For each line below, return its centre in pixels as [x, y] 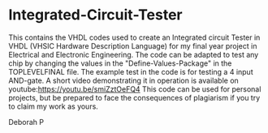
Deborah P [26, 122]
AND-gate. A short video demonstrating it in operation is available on [124, 80]
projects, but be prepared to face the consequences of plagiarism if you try [134, 97]
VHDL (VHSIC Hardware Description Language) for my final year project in [133, 45]
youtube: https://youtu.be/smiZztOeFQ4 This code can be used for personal [135, 89]
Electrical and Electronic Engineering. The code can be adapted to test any [134, 54]
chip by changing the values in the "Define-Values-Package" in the [120, 63]
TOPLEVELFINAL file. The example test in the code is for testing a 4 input [131, 71]
